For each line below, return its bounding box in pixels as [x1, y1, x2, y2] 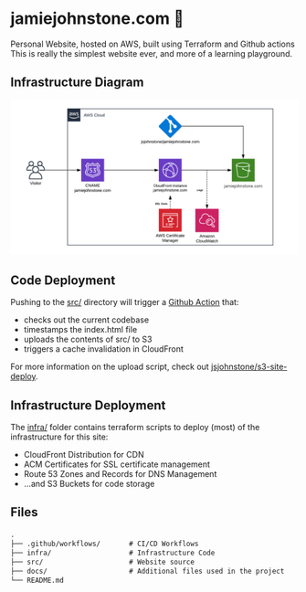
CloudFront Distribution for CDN [23, 449, 144, 460]
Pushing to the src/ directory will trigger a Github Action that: [10, 297, 239, 308]
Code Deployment [10, 272, 116, 288]
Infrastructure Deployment [10, 397, 166, 413]
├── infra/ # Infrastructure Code [10, 548, 216, 557]
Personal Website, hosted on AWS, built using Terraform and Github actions [10, 38, 295, 49]
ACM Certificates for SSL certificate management [23, 459, 211, 470]
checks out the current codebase [23, 314, 150, 325]
